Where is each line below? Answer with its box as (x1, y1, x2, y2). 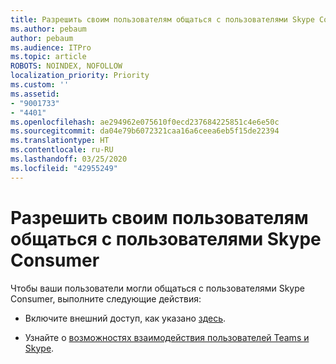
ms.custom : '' (10, 80, 70, 90)
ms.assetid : (10, 89, 60, 99)
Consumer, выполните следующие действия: (10, 292, 202, 305)
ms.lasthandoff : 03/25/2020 (10, 154, 128, 164)
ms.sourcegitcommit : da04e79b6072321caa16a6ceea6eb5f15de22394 (10, 126, 280, 136)
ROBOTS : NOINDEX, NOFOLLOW (10, 61, 123, 71)
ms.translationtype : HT (10, 136, 110, 146)
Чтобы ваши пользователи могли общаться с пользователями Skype (10, 282, 305, 294)
